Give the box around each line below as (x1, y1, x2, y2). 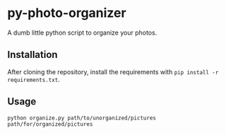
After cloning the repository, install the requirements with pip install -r (7, 67, 219, 76)
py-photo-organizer (7, 5, 126, 21)
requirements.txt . (7, 75, 60, 83)
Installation (7, 49, 58, 61)
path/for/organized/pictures (7, 120, 93, 128)
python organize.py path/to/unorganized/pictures (7, 115, 157, 122)
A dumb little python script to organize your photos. (7, 28, 157, 37)
